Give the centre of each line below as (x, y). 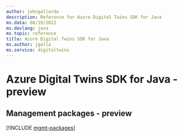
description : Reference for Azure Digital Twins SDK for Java (84, 17)
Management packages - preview (69, 114)
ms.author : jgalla (29, 45)
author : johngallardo (33, 12)
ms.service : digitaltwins (38, 50)
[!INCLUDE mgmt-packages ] (41, 128)
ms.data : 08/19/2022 (31, 22)
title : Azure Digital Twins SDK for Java (58, 39)
